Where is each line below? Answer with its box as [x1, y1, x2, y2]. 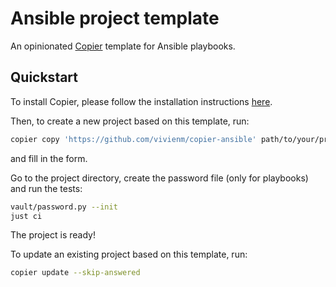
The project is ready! [10, 229, 96, 241]
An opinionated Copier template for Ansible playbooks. [10, 40, 236, 52]
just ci [10, 211, 43, 221]
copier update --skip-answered [10, 268, 141, 278]
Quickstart [10, 69, 79, 86]
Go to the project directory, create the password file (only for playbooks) [10, 172, 309, 184]
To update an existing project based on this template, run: [10, 248, 248, 261]
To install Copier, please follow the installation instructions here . [10, 95, 273, 107]
